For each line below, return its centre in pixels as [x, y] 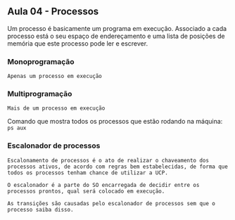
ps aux [17, 128]
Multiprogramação [40, 94]
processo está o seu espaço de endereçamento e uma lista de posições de [116, 36]
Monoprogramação [41, 61]
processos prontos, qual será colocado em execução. [86, 191]
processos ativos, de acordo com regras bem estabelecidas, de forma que [118, 167]
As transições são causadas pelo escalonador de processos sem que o [112, 203]
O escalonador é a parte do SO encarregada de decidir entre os [103, 185]
